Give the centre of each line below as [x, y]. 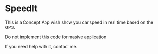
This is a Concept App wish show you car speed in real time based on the [79, 22]
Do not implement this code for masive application [56, 37]
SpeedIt [21, 9]
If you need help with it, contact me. [41, 46]
